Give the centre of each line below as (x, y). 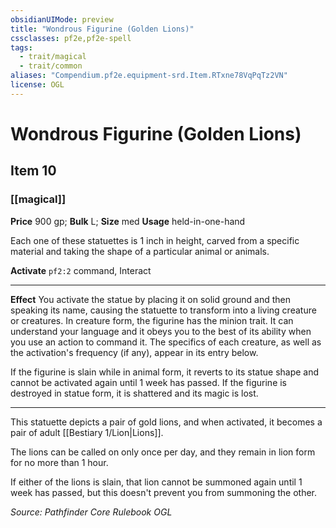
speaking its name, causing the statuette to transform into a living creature (163, 310)
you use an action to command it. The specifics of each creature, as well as (166, 342)
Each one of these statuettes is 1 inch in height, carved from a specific (155, 240)
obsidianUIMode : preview (62, 19)
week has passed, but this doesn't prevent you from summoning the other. (164, 492)
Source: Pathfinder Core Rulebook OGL (91, 512)
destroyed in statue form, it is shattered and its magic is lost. (134, 393)
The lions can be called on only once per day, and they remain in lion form (163, 452)
